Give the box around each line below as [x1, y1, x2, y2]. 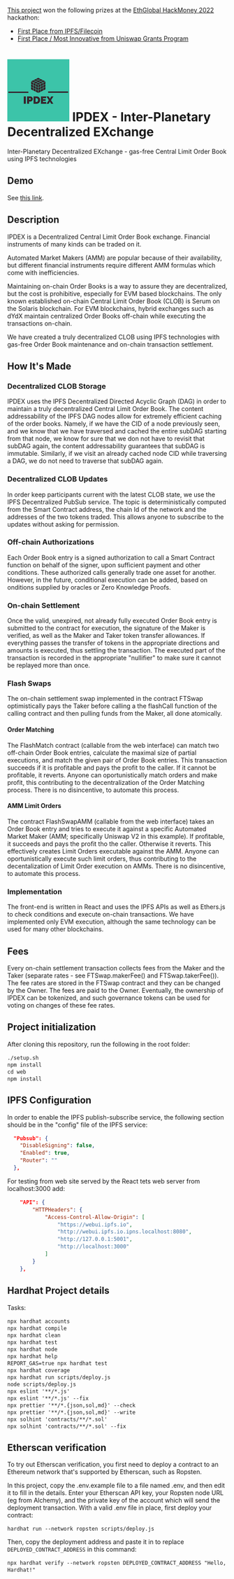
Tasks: [7, 1303, 27, 1312]
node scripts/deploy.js [7, 1381, 77, 1388]
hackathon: [7, 13, 40, 22]
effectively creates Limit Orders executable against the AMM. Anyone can [7, 847, 219, 855]
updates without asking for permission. [7, 520, 120, 528]
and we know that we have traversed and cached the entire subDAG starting [7, 427, 227, 436]
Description [7, 214, 59, 226]
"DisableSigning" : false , [20, 1142, 96, 1149]
